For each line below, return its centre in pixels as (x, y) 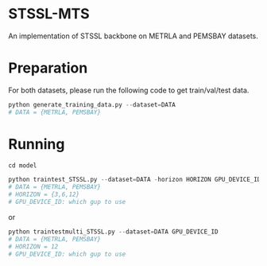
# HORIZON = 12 (33, 246)
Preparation (48, 68)
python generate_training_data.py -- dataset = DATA (92, 104)
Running (37, 144)
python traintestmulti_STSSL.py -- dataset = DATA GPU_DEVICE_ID (113, 232)
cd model (23, 165)
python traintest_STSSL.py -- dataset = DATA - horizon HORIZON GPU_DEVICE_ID (135, 180)
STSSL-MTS (49, 14)
